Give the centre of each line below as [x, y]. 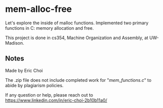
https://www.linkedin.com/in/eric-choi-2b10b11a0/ [56, 100]
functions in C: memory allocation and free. [49, 28]
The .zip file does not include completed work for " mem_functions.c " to [78, 80]
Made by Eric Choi [24, 70]
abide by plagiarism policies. [34, 85]
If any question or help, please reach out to [49, 95]
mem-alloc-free [39, 9]
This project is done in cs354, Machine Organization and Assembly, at [77, 38]
